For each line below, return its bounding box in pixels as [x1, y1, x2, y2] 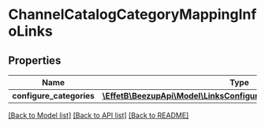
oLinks [8, 22, 53, 40]
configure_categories [12, 91, 95, 101]
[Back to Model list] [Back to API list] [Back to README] [8, 110, 189, 120]
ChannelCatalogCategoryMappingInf [8, 6, 257, 24]
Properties [8, 54, 62, 67]
